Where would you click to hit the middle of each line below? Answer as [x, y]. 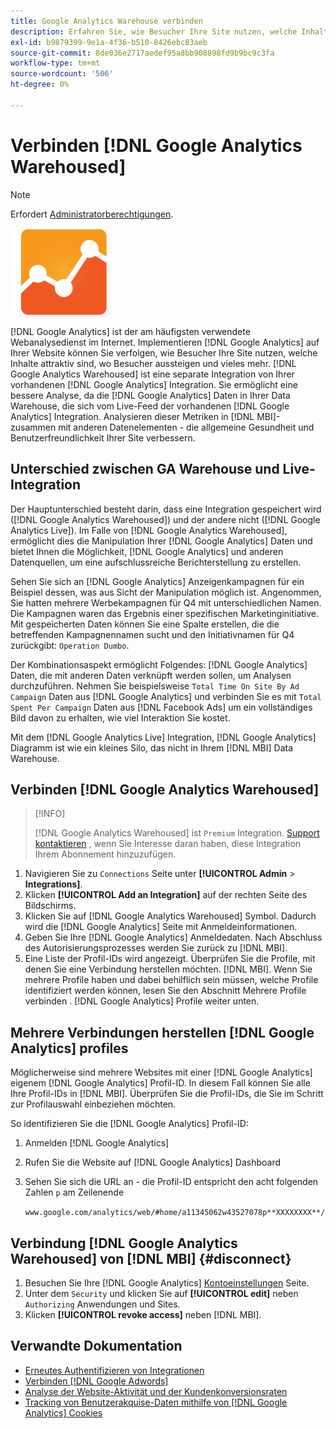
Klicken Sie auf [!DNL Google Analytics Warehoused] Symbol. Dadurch [170, 916]
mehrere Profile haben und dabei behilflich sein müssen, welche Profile [171, 980]
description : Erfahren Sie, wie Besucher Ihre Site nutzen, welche [154, 31]
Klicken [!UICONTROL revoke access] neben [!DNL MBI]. [143, 1314]
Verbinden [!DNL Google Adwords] [96, 1381]
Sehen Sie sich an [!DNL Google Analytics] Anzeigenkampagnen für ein [157, 581]
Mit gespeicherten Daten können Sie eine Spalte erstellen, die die [145, 624]
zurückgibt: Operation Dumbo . [70, 645]
